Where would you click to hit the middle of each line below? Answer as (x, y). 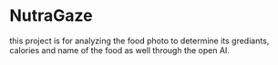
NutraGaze (51, 16)
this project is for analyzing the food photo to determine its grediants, (139, 41)
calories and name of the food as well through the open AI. (120, 50)
